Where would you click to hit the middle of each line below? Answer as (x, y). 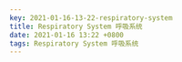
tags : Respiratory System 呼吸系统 (74, 43)
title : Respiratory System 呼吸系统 (76, 26)
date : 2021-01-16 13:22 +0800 (67, 35)
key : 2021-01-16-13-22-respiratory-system (91, 18)
